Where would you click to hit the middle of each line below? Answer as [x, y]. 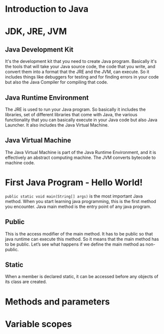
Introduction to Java [47, 9]
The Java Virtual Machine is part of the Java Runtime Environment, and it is [81, 152]
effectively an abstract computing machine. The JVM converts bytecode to [81, 157]
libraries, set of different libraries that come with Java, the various [71, 115]
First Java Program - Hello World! [74, 182]
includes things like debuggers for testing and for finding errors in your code [82, 77]
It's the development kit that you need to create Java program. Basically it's [81, 61]
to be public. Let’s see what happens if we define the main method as [75, 244]
